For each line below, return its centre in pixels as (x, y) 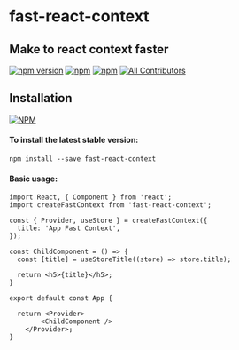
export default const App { (61, 298)
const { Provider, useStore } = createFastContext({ (108, 221)
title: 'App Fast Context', (69, 228)
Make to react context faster (89, 49)
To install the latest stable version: (74, 140)
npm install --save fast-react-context (83, 159)
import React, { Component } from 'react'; (91, 197)
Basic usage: (34, 179)
